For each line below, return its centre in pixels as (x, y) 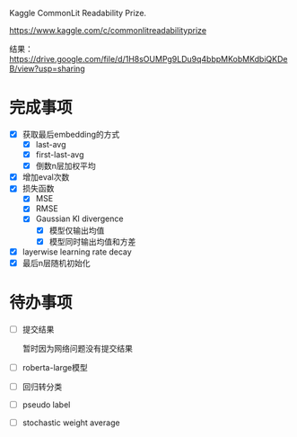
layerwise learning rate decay (77, 252)
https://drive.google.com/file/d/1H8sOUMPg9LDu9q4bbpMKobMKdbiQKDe (148, 59)
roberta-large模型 (55, 367)
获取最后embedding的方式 (71, 134)
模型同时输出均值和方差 (92, 241)
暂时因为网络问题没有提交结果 (77, 348)
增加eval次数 (46, 177)
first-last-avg (60, 155)
